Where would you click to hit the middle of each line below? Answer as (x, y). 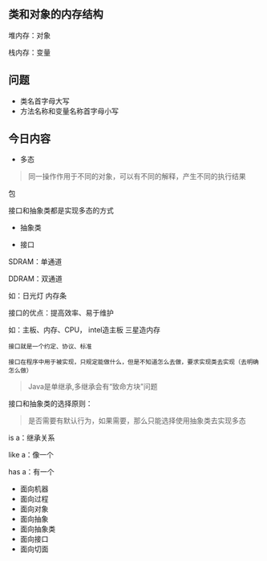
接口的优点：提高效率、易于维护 (61, 313)
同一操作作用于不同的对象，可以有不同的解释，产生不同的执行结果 (137, 177)
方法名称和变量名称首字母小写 (69, 111)
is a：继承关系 (32, 438)
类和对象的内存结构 (56, 14)
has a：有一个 (31, 472)
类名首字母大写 (44, 101)
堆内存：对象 (29, 35)
